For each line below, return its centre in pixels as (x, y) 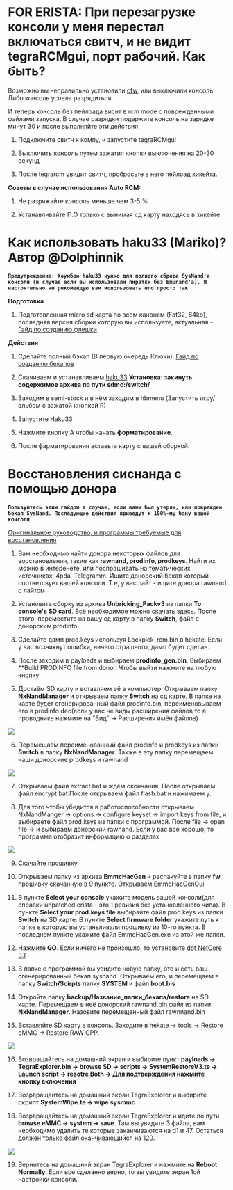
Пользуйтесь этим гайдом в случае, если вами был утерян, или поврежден (115, 507)
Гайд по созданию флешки (58, 329)
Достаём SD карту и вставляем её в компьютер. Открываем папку (118, 688)
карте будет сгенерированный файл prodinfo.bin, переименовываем (119, 703)
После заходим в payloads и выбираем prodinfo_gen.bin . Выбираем (119, 660)
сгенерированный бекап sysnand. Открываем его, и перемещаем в (118, 976)
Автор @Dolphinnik (66, 257)
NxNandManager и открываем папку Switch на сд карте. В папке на (119, 696)
